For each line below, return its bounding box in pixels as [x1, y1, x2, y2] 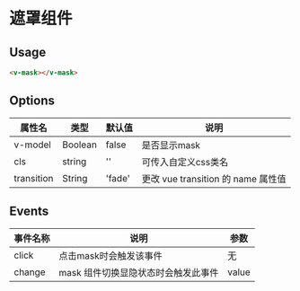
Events [9, 204, 49, 219]
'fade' [105, 172, 130, 184]
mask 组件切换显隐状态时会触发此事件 [58, 266, 219, 278]
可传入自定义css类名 [141, 155, 229, 168]
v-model [13, 138, 51, 151]
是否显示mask [141, 138, 200, 151]
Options [9, 93, 56, 109]
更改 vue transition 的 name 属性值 [141, 172, 287, 185]
